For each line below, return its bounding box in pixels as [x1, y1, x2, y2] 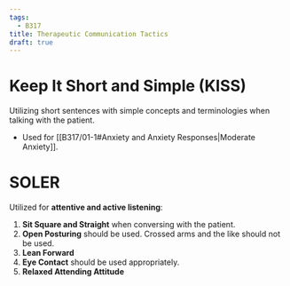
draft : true [9, 37, 53, 47]
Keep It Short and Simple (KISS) [9, 76, 247, 96]
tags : [9, 12, 29, 22]
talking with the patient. [9, 115, 95, 125]
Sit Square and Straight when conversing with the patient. [21, 219, 236, 230]
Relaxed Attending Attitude [21, 266, 124, 277]
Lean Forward [21, 248, 74, 258]
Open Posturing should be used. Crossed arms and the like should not [21, 228, 281, 240]
